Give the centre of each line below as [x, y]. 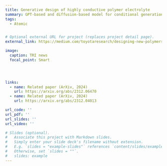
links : [12, 82]
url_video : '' [20, 124]
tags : [11, 19]
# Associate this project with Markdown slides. [59, 138]
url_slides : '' [21, 119]
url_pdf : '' [17, 114]
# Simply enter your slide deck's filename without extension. [74, 142]
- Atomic [19, 24]
